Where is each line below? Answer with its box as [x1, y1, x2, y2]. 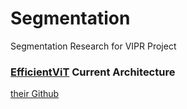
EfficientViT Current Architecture [10, 65, 176, 79]
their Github [10, 88, 60, 100]
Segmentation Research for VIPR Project [10, 40, 177, 52]
